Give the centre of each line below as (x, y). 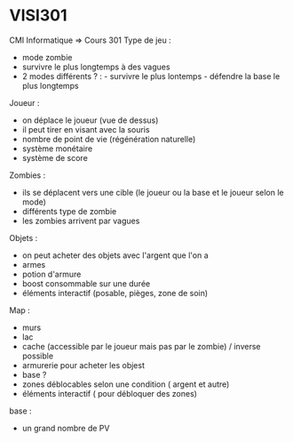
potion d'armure (51, 274)
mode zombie (47, 57)
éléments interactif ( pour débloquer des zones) (110, 393)
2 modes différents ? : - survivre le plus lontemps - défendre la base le (151, 76)
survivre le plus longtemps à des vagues (96, 67)
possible (38, 356)
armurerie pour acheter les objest (83, 365)
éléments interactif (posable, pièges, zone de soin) (115, 293)
